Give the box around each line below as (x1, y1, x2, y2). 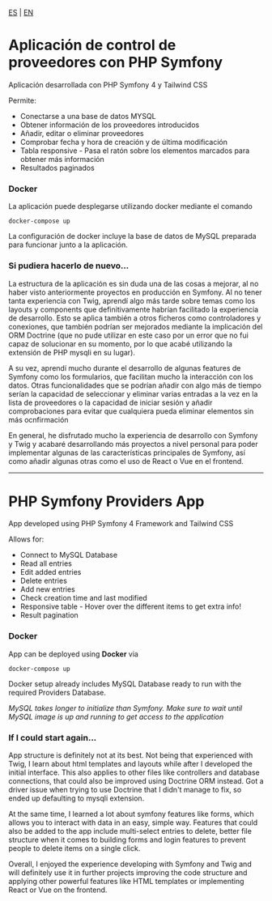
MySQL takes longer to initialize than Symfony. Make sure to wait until (8, 703, 243, 712)
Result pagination (19, 610, 79, 620)
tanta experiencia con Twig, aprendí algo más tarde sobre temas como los (8, 295, 256, 305)
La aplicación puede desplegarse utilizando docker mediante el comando (8, 202, 253, 211)
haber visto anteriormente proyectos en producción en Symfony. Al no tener (8, 287, 262, 297)
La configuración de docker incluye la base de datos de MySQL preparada (8, 232, 257, 241)
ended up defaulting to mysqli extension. (8, 793, 145, 803)
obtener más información (19, 154, 104, 164)
